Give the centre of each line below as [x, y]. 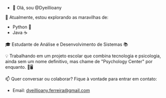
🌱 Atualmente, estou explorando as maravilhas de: [57, 17]
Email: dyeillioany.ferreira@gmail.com [51, 90]
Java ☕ [20, 33]
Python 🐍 [22, 27]
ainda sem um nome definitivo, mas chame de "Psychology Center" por [79, 61]
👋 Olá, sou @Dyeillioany [37, 8]
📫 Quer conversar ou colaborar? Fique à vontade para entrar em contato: [81, 79]
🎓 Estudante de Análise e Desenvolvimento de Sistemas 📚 [67, 44]
